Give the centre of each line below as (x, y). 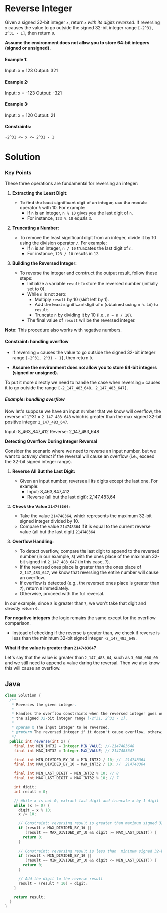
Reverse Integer (39, 9)
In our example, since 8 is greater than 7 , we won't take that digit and (76, 603)
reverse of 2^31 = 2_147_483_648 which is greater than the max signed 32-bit (83, 417)
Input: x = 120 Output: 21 (30, 115)
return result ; (30, 897)
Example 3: (17, 104)
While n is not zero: (47, 294)
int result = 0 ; (31, 792)
